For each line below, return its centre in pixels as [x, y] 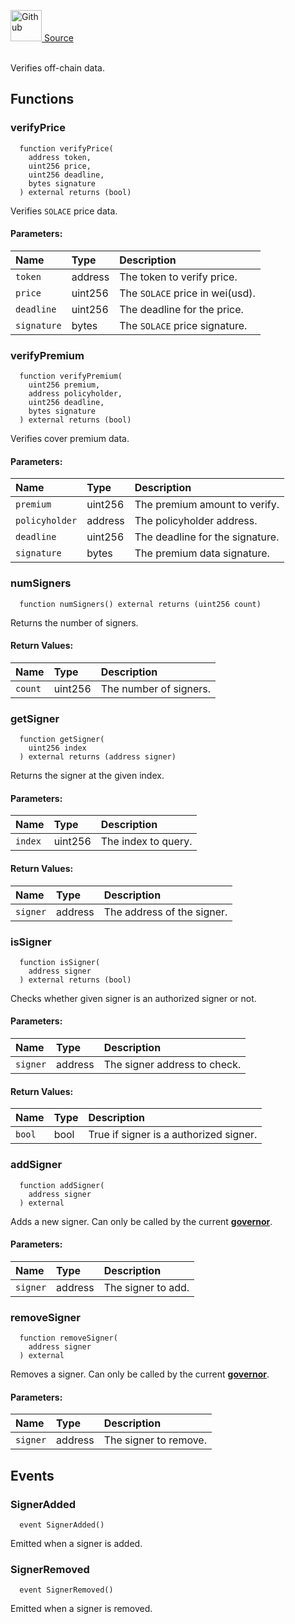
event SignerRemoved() [66, 1590]
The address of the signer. [165, 912]
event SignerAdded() [62, 1525]
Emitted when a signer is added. [76, 1543]
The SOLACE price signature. [183, 325]
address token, [60, 157]
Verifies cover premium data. [70, 439]
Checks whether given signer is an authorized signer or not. [133, 998]
